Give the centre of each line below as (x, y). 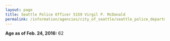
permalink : (17, 19)
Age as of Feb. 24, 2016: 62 (35, 33)
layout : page (19, 10)
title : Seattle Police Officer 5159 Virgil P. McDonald (65, 14)
